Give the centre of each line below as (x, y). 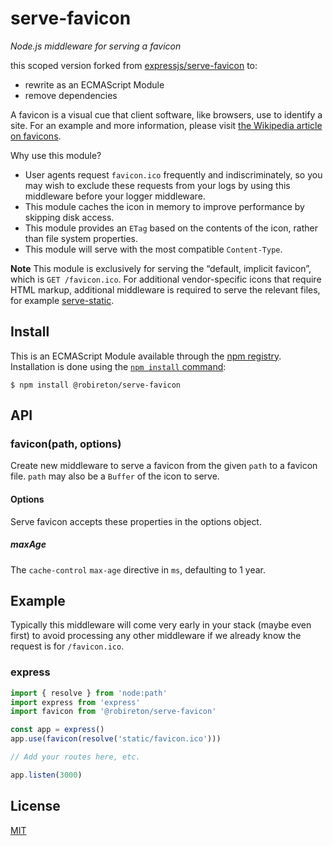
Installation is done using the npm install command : (118, 366)
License (35, 806)
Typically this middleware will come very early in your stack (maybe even (161, 625)
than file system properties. (81, 238)
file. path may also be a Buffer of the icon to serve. (115, 476)
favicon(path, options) (66, 444)
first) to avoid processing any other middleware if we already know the (156, 636)
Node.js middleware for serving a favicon (96, 46)
